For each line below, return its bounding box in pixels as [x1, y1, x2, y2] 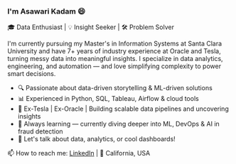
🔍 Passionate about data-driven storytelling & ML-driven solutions [17, 84, 213, 92]
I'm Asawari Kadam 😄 [7, 6, 85, 16]
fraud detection [17, 127, 63, 136]
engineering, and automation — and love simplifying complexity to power [7, 62, 222, 70]
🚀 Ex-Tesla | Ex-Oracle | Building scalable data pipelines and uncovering [17, 104, 229, 113]
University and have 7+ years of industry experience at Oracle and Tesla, [7, 47, 222, 55]
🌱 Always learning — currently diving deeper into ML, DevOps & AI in [17, 120, 220, 129]
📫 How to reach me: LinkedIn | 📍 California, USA [7, 149, 151, 158]
